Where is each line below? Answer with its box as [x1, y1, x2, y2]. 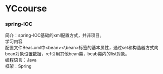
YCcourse [5, 3, 47, 14]
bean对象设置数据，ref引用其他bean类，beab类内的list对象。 [5, 51, 130, 57]
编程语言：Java [5, 57, 37, 63]
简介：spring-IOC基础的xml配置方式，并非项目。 [5, 33, 105, 38]
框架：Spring [5, 63, 32, 69]
